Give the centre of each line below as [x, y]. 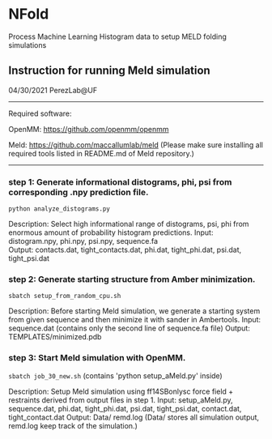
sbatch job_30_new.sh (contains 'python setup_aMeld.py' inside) [115, 375]
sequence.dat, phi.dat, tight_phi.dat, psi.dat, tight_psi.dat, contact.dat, [125, 408]
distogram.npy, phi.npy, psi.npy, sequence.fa [83, 241]
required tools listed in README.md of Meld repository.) [101, 153]
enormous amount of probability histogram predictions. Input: [111, 232]
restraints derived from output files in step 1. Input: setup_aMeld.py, [121, 400]
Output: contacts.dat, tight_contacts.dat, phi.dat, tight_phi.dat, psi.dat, [125, 250]
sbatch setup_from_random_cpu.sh [65, 296]
